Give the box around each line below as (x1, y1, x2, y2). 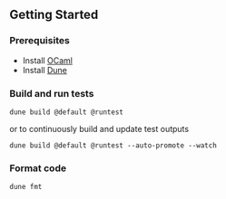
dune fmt (9, 183, 43, 192)
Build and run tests (9, 87, 94, 99)
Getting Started (9, 7, 99, 23)
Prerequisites (9, 34, 70, 47)
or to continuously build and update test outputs (9, 123, 189, 134)
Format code (9, 162, 66, 175)
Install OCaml (22, 54, 73, 66)
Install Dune (22, 64, 68, 75)
